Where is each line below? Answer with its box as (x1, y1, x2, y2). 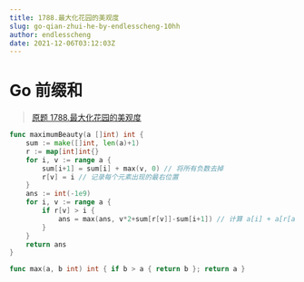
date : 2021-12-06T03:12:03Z (9, 38, 116, 48)
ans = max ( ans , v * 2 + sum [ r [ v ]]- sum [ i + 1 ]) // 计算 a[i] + (57, 214, 271, 223)
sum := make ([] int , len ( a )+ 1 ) (25, 139, 141, 148)
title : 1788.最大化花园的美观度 (9, 13, 120, 23)
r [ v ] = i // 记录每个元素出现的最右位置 (42, 172, 179, 181)
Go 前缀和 (9, 81, 83, 101)
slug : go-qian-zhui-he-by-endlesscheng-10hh (9, 22, 181, 31)
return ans (25, 239, 67, 249)
